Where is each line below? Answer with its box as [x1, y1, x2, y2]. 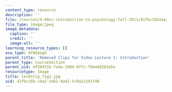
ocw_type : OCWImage [5, 50, 47, 55]
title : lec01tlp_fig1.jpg [5, 74, 60, 79]
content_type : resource [5, 7, 56, 13]
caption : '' [10, 31, 36, 36]
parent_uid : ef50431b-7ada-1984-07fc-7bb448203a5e [5, 64, 116, 70]
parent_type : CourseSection [5, 60, 66, 65]
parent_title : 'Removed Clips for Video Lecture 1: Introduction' [5, 55, 150, 60]
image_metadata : [5, 27, 40, 32]
